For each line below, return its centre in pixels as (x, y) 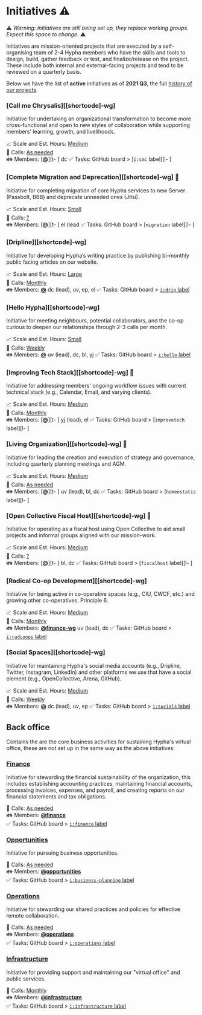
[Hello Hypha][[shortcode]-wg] (53, 307)
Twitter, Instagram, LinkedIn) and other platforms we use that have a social (99, 672)
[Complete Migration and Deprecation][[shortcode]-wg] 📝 (93, 177)
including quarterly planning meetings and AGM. (66, 463)
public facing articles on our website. (52, 262)
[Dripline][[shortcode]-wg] (46, 242)
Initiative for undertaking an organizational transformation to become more (99, 119)
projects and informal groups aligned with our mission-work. (81, 535)
